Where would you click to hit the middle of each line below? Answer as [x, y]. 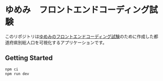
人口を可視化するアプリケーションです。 [66, 42]
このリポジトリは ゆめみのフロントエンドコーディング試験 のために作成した [80, 36]
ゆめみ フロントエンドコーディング [77, 10]
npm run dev [17, 74]
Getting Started [29, 58]
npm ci [12, 69]
